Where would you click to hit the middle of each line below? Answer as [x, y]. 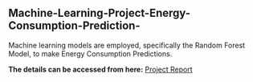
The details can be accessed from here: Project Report [100, 69]
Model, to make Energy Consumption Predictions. [90, 53]
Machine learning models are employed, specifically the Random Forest [127, 45]
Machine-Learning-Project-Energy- [100, 13]
